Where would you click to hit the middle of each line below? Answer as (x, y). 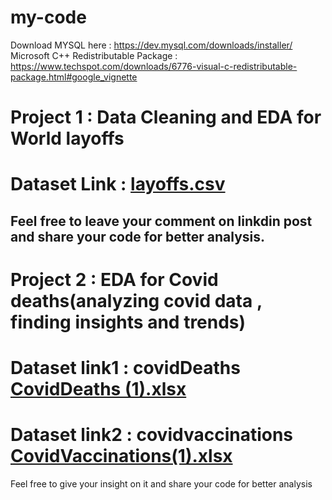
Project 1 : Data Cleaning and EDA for (166, 117)
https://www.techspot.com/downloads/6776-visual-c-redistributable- (154, 66)
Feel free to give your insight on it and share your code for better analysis (161, 484)
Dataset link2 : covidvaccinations (152, 435)
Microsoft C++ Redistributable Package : (94, 55)
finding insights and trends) (128, 322)
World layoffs (67, 138)
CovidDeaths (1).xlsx (98, 389)
